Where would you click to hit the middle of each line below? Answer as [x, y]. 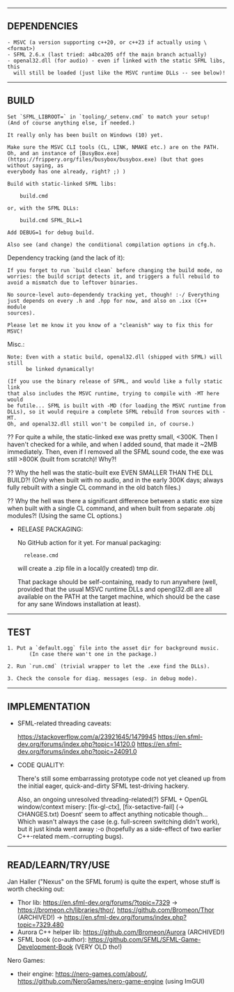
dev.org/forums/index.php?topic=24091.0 [77, 752]
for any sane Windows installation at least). [79, 604]
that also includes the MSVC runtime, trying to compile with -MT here [113, 393]
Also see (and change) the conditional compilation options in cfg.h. [112, 244]
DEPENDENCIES [43, 26]
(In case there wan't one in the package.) [93, 654]
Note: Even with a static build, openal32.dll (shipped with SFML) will [115, 357]
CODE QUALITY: [41, 765]
